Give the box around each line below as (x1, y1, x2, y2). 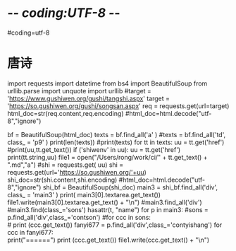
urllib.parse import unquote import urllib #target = (7, 86, 151, 95)
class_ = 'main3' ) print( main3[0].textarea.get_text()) (7, 190, 161, 199)
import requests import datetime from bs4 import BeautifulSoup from (7, 79, 208, 88)
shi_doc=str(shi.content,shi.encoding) (7, 175, 118, 184)
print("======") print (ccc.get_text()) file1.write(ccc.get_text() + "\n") (7, 235, 210, 244)
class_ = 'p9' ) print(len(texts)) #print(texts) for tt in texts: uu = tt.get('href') (7, 138, 225, 146)
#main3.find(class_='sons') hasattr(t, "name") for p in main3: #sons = (7, 205, 209, 214)
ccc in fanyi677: (7, 228, 54, 236)
